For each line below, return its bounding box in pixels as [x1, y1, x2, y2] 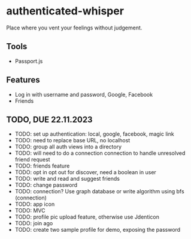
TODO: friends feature [14, 162, 70, 169]
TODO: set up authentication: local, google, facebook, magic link [14, 130, 175, 138]
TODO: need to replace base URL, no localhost [14, 137, 131, 144]
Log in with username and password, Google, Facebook [14, 91, 153, 98]
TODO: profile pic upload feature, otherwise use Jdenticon [14, 213, 160, 220]
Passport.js [14, 57, 43, 64]
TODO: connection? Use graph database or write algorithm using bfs [14, 188, 184, 195]
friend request [14, 156, 50, 163]
